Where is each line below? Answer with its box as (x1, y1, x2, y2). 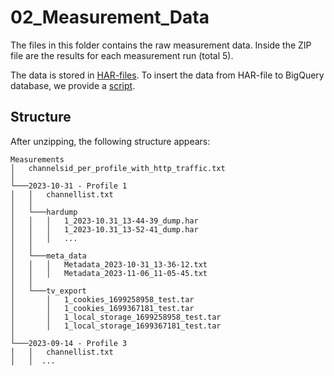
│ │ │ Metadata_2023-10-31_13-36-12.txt (10, 259, 208, 270)
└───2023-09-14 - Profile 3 (10, 338, 128, 348)
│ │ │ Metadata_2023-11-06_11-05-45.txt (10, 268, 208, 278)
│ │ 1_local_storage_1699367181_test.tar (10, 321, 222, 331)
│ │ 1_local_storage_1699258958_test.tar (10, 312, 222, 322)
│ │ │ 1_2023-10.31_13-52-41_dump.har (10, 224, 199, 235)
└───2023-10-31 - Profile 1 (10, 181, 128, 191)
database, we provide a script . (10, 79, 136, 91)
